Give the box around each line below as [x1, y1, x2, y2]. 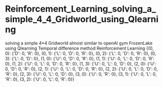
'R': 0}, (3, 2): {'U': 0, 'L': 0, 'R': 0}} [5, 76, 74, 82]
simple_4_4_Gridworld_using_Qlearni [5, 14, 159, 25]
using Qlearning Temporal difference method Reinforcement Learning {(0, [5, 45, 154, 51]
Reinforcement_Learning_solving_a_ [5, 3, 156, 15]
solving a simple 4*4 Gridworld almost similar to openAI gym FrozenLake [5, 40, 153, 46]
